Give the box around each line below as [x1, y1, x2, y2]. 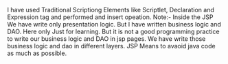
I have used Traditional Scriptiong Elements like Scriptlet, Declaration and [7, 6, 214, 14]
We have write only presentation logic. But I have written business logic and [7, 20, 222, 28]
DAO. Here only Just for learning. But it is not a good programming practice [7, 27, 220, 35]
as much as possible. [7, 49, 67, 57]
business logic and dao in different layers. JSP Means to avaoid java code [7, 42, 216, 50]
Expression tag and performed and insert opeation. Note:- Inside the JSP [7, 13, 214, 21]
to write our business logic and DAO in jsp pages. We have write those [7, 35, 206, 43]
